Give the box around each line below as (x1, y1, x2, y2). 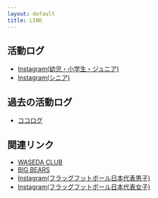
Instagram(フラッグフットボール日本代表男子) (17, 173, 150, 182)
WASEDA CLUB (17, 158, 63, 166)
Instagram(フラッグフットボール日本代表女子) (17, 182, 150, 191)
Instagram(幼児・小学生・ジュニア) (17, 65, 119, 73)
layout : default (7, 10, 55, 18)
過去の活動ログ (7, 96, 73, 108)
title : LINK (7, 17, 42, 24)
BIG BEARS (17, 165, 51, 173)
